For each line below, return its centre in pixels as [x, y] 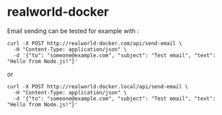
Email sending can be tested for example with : [73, 31]
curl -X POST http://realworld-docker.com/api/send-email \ [95, 43]
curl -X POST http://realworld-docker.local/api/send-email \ [98, 86]
